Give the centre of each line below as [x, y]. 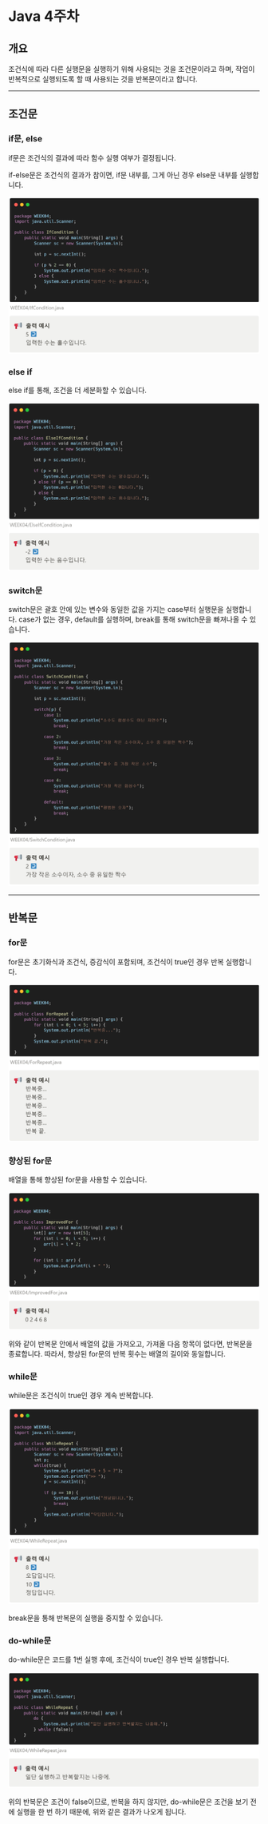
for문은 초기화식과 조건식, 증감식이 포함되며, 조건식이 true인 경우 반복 [116, 962]
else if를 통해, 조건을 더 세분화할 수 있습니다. [78, 390]
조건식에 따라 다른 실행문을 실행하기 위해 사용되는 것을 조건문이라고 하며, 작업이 [132, 69]
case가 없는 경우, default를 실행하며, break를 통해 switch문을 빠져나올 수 [133, 619]
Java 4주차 [44, 16]
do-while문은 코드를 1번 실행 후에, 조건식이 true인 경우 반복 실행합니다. [119, 1659]
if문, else [25, 139]
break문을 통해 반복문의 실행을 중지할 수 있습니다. [86, 1618]
